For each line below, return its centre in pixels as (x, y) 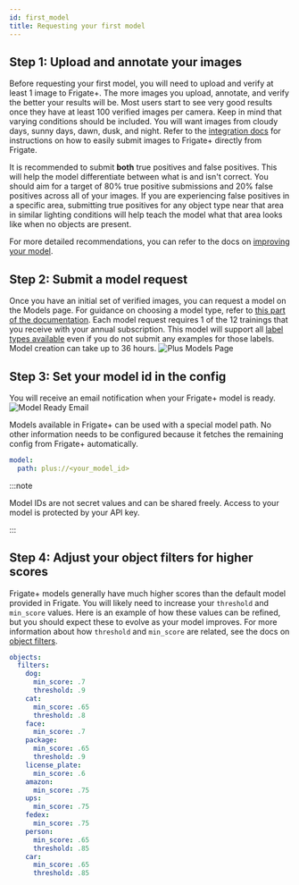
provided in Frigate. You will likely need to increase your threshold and (139, 603)
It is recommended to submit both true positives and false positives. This (143, 167)
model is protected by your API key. (75, 512)
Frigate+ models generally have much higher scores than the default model (148, 593)
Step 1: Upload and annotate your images (126, 62)
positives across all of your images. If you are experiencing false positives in (149, 196)
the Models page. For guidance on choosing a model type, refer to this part (147, 310)
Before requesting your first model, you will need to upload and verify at (141, 84)
